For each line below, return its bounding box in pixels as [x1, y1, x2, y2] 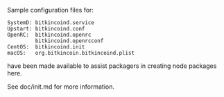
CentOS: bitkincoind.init [7, 44, 85, 51]
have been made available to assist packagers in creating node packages [7, 62, 217, 70]
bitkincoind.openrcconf [35, 37, 104, 44]
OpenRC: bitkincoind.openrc [7, 31, 92, 38]
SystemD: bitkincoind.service [7, 19, 95, 26]
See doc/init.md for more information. [7, 82, 114, 91]
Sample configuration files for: [7, 6, 94, 14]
